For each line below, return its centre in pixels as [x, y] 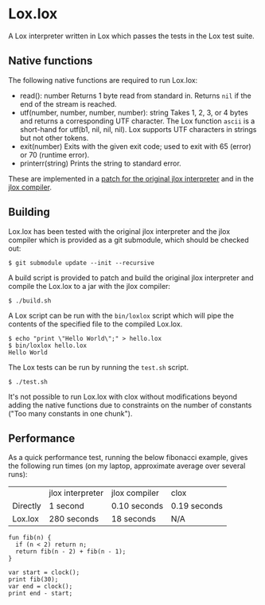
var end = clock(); [41, 587]
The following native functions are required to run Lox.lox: [103, 80]
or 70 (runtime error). [55, 154]
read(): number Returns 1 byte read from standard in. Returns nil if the [136, 96]
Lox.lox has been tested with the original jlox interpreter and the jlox [119, 231]
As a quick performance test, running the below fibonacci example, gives [128, 458]
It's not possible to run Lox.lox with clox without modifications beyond [123, 396]
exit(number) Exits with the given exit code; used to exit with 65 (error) [136, 146]
